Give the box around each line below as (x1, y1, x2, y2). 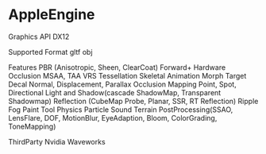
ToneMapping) (8, 121, 56, 131)
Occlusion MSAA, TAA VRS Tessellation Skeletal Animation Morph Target (8, 71, 247, 80)
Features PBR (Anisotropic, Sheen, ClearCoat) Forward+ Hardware (8, 62, 226, 72)
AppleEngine (8, 6, 95, 24)
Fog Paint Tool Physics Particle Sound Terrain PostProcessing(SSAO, (8, 105, 233, 114)
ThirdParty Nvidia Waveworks (8, 137, 106, 146)
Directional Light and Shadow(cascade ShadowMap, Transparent (8, 87, 222, 97)
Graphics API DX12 (8, 32, 70, 41)
